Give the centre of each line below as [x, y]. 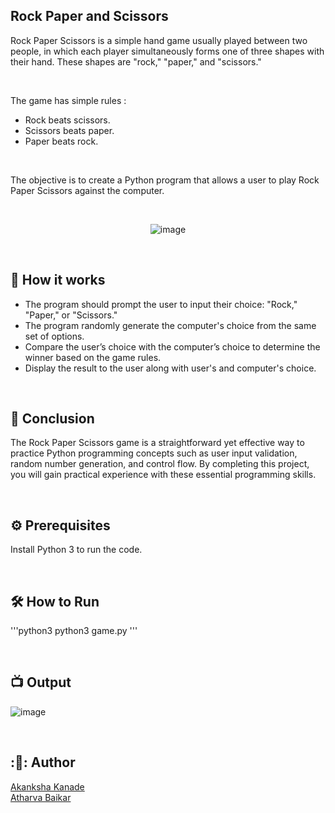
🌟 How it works [58, 280]
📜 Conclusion [52, 419]
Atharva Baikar [41, 797]
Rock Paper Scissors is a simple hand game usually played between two [159, 40]
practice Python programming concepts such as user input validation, [154, 453]
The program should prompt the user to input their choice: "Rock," [161, 304]
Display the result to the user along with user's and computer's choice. [170, 368]
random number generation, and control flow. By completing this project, [160, 464]
